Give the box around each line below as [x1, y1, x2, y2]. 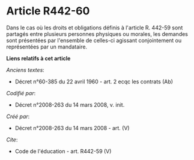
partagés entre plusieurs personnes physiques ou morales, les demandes [6, 30, 188, 37]
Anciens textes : [6, 66, 45, 73]
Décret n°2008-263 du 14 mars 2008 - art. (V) [14, 124, 130, 131]
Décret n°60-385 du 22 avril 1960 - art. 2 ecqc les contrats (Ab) [14, 78, 173, 85]
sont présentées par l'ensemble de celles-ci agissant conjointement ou [6, 37, 182, 44]
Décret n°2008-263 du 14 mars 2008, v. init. [14, 101, 125, 108]
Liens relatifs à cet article [6, 55, 71, 62]
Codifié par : [6, 89, 36, 96]
